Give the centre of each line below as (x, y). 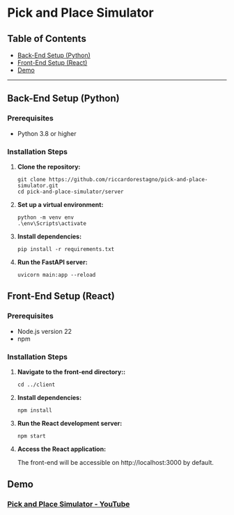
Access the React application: (62, 449)
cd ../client (36, 385)
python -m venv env (46, 217)
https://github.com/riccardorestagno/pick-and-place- (128, 179)
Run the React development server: (70, 423)
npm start (32, 436)
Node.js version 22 (44, 331)
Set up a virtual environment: (60, 204)
